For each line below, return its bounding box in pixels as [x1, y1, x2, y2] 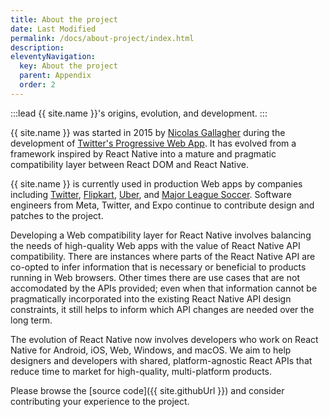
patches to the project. [10, 209, 104, 221]
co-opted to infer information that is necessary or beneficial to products [10, 261, 307, 273]
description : [10, 42, 65, 53]
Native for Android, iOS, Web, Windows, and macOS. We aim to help [10, 344, 292, 356]
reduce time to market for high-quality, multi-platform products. [10, 365, 273, 377]
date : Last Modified [10, 24, 97, 34]
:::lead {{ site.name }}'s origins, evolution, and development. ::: [10, 107, 268, 119]
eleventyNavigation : [10, 52, 97, 62]
